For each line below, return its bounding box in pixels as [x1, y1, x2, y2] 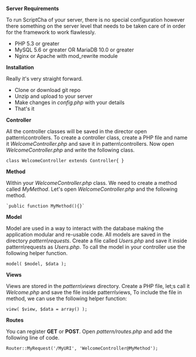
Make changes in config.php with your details [14, 99, 125, 106]
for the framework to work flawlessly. [6, 29, 96, 36]
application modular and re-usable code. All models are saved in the [6, 231, 171, 238]
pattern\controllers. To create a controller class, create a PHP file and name [6, 134, 188, 141]
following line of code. [6, 334, 60, 341]
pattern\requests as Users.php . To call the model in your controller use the [6, 243, 185, 250]
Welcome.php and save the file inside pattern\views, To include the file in [6, 289, 183, 296]
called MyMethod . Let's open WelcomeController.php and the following [6, 186, 178, 193]
